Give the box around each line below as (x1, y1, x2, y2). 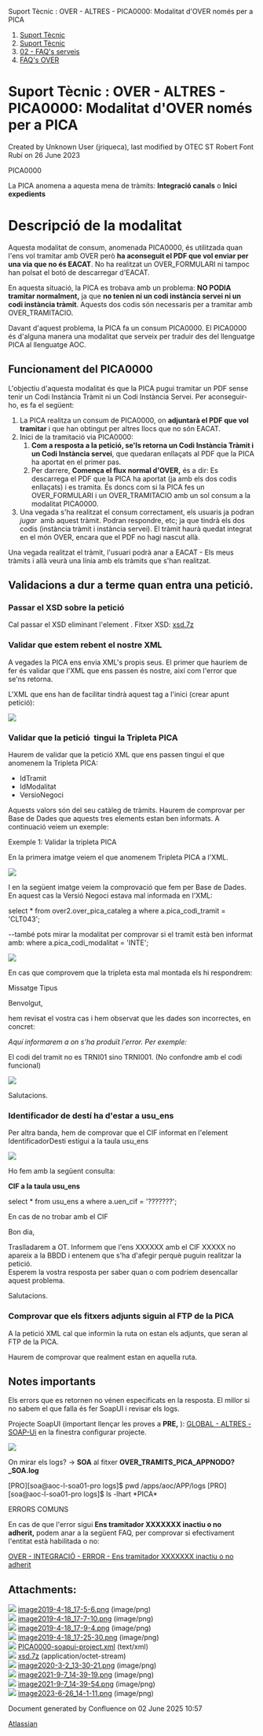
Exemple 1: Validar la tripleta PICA (8, 837, 117, 847)
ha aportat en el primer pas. (31, 457, 122, 467)
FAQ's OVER (19, 55, 60, 64)
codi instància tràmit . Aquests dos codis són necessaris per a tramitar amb (8, 299, 253, 309)
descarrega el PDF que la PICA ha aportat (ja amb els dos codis (31, 474, 237, 483)
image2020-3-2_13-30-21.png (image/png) (17, 1661, 157, 1670)
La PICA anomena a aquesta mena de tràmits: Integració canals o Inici (8, 181, 237, 190)
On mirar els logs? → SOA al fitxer (8, 1457, 118, 1467)
